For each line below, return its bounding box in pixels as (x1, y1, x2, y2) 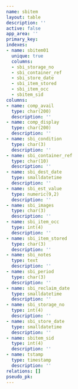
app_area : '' (6, 31, 38, 37)
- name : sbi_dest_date (6, 169, 62, 175)
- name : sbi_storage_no (6, 302, 65, 308)
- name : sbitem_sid (6, 335, 54, 341)
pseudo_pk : (6, 374, 33, 379)
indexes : (6, 42, 28, 48)
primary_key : (6, 36, 38, 42)
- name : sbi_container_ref (6, 152, 73, 158)
